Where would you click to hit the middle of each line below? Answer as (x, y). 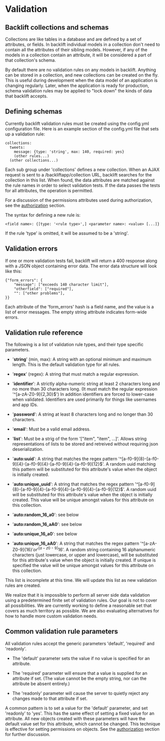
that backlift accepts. (26, 96)
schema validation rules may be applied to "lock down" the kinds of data (79, 91)
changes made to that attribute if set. (50, 698)
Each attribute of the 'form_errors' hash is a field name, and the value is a (80, 306)
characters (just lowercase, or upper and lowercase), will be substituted (85, 555)
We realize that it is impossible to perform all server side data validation (78, 595)
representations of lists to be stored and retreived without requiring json (85, 444)
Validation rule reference (44, 333)
